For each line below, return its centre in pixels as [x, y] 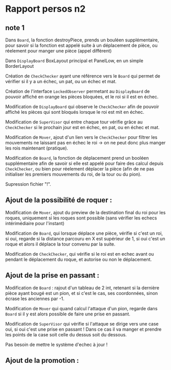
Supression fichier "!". [28, 184]
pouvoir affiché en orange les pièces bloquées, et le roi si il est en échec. [82, 97]
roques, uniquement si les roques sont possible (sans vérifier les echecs [81, 218]
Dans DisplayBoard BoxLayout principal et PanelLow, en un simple [74, 61]
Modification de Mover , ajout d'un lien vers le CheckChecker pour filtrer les [81, 137]
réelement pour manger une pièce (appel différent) [59, 51]
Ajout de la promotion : [42, 361]
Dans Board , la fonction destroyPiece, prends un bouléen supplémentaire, [82, 40]
